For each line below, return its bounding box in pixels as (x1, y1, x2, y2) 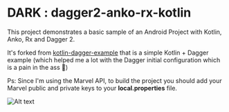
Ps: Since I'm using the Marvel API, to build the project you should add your (7, 76, 223, 84)
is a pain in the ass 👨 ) (7, 63, 68, 71)
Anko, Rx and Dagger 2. (7, 35, 75, 43)
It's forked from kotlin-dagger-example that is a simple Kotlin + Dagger (7, 48, 209, 57)
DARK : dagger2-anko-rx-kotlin (7, 5, 192, 21)
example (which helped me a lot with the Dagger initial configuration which (7, 55, 221, 64)
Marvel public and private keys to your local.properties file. (7, 84, 178, 92)
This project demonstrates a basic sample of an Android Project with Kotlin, (7, 28, 222, 36)
